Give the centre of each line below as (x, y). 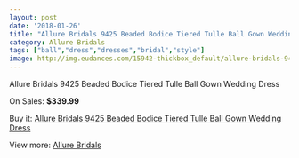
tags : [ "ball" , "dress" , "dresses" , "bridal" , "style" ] (107, 51)
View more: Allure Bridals (56, 145)
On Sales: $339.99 (44, 101)
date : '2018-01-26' (45, 26)
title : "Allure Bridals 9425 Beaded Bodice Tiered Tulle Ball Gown (137, 34)
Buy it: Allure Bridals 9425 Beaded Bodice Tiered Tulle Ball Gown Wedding (145, 118)
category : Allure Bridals (57, 42)
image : (21, 59)
